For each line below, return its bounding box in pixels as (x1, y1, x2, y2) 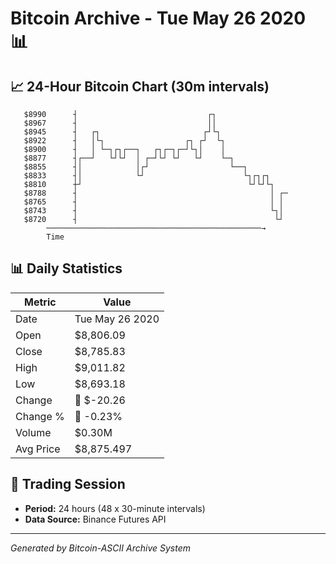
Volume (15, 425, 52, 439)
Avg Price (15, 442, 61, 456)
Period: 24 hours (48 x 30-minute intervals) (24, 502, 206, 514)
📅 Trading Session (10, 476, 126, 493)
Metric (24, 295, 57, 309)
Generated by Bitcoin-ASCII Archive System (10, 542, 191, 554)
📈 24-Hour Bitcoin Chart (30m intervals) (10, 78, 270, 95)
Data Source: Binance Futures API (24, 513, 167, 525)
